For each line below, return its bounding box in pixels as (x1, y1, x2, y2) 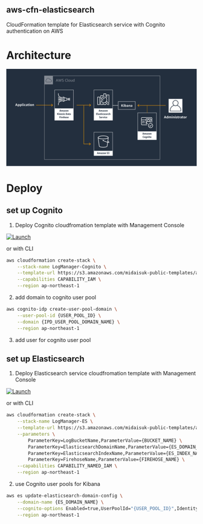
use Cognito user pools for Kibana (14, 480, 101, 488)
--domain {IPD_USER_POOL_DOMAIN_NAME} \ (17, 319, 120, 325)
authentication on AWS (6, 27, 63, 34)
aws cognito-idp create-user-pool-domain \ (6, 306, 118, 312)
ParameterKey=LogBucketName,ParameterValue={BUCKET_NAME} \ (28, 438, 182, 444)
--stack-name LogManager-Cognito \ (17, 264, 107, 270)
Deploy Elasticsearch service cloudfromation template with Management (14, 370, 196, 377)
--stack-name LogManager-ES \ (17, 418, 94, 425)
